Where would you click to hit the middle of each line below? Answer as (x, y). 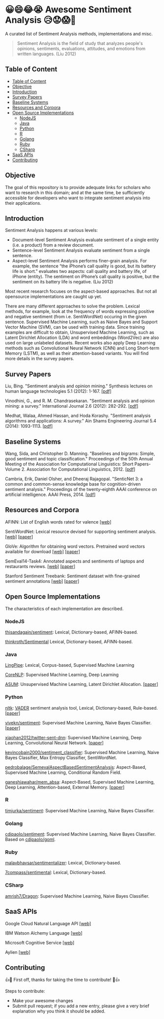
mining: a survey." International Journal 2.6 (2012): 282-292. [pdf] (72, 406)
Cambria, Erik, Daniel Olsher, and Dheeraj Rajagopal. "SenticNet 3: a (74, 479)
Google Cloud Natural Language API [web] (48, 923)
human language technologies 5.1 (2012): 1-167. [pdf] (58, 391)
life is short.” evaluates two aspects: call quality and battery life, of (79, 271)
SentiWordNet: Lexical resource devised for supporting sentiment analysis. (81, 531)
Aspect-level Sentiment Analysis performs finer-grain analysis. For (80, 261)
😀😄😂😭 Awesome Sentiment (68, 10)
